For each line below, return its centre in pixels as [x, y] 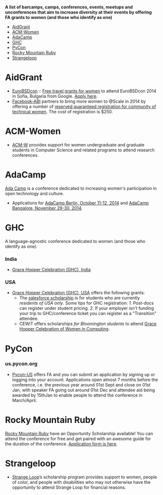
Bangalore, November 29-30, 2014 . [47, 208]
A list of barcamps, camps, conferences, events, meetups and [69, 7]
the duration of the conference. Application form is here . [61, 444]
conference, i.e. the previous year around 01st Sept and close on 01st [81, 385]
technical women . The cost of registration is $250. [62, 111]
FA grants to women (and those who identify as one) [59, 17]
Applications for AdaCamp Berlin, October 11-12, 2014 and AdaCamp [80, 203]
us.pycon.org [21, 364]
